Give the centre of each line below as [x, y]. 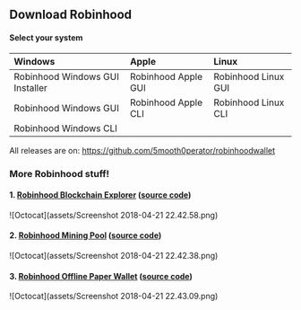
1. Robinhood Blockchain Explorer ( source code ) [100, 195]
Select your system [46, 37]
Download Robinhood [71, 15]
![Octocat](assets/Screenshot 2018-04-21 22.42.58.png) [114, 215]
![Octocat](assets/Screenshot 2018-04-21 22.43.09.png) [114, 297]
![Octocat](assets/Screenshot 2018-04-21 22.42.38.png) [114, 255]
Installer [30, 87]
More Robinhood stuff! [60, 173]
